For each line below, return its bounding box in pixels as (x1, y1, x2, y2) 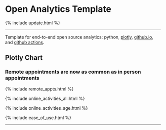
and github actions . (5, 39, 44, 45)
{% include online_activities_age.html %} (5, 105, 88, 111)
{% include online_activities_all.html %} (5, 95, 85, 101)
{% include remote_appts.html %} (5, 86, 74, 92)
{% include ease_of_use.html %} (5, 115, 72, 121)
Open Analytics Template (5, 3, 112, 15)
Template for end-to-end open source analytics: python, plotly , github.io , (5, 34, 154, 40)
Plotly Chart (5, 53, 43, 62)
